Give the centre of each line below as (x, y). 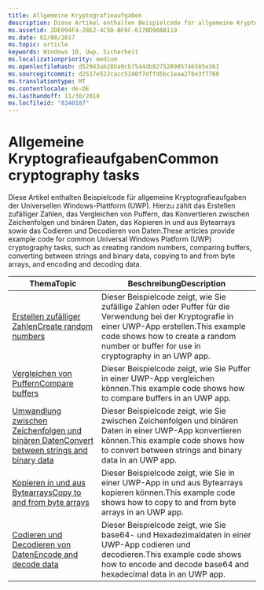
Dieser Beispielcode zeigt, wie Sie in (168, 473)
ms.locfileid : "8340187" (49, 103)
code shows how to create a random (169, 337)
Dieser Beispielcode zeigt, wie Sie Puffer (176, 369)
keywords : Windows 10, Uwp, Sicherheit (73, 52)
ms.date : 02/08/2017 (42, 37)
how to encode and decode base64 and (175, 565)
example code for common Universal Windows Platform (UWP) (110, 239)
